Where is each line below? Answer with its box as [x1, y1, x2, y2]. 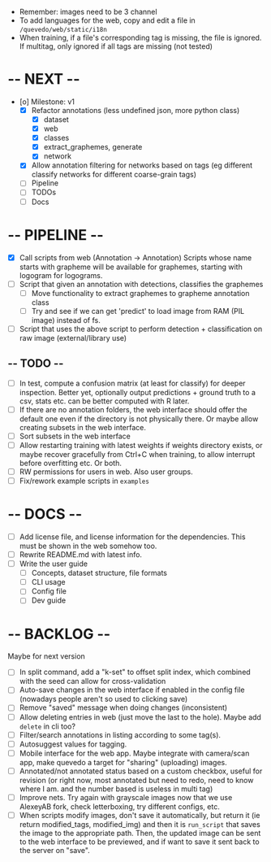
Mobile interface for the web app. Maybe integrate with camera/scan [19, 748, 250, 758]
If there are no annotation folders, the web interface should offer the [19, 404, 248, 414]
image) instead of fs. [31, 315, 101, 324]
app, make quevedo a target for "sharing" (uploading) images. [19, 757, 228, 767]
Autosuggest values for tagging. [19, 739, 127, 749]
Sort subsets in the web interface [19, 431, 131, 441]
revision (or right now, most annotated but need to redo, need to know [19, 775, 254, 785]
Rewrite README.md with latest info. [19, 550, 143, 559]
